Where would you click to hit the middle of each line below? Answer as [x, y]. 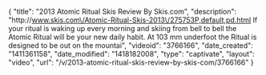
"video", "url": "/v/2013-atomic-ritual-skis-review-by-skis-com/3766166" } [131, 62]
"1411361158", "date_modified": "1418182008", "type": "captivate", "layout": [131, 54]
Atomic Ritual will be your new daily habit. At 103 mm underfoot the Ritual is [133, 37]
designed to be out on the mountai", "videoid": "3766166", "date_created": [131, 45]
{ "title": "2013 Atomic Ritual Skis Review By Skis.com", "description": [123, 12]
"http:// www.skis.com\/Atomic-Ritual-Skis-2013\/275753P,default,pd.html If [133, 20]
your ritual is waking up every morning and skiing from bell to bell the [123, 28]
